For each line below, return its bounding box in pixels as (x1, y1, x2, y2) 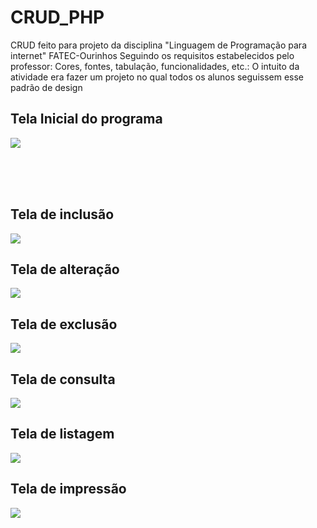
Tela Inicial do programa (10, 111, 163, 128)
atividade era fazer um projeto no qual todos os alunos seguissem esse (10, 71, 305, 83)
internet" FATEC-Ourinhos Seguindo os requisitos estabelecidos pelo (10, 49, 295, 61)
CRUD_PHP (10, 6, 105, 29)
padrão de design (10, 81, 83, 93)
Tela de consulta (10, 371, 116, 388)
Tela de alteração (10, 261, 120, 278)
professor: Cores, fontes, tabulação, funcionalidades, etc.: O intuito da (10, 60, 300, 72)
